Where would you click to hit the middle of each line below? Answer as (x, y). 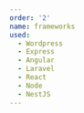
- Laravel (36, 69)
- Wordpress (41, 43)
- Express (36, 52)
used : (20, 35)
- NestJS (34, 94)
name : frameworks (42, 26)
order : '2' (30, 18)
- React (32, 77)
